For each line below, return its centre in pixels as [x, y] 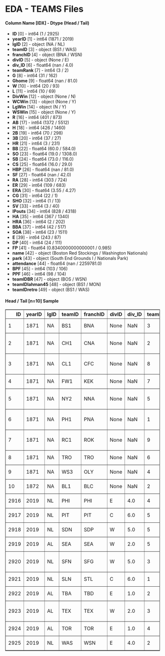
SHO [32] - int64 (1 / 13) [36, 201]
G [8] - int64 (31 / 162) [35, 76]
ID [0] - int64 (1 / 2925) [36, 34]
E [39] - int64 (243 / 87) [37, 237]
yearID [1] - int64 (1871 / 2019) [43, 39]
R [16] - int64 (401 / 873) [37, 117]
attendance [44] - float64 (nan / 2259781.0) [57, 263]
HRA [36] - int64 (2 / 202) [39, 222]
